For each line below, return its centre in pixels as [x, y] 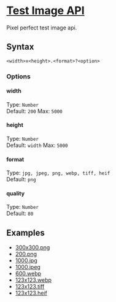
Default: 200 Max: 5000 [34, 111]
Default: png [21, 179]
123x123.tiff [30, 287]
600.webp [28, 274]
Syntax [20, 47]
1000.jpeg [28, 267]
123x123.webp [33, 280]
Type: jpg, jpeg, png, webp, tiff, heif [58, 173]
